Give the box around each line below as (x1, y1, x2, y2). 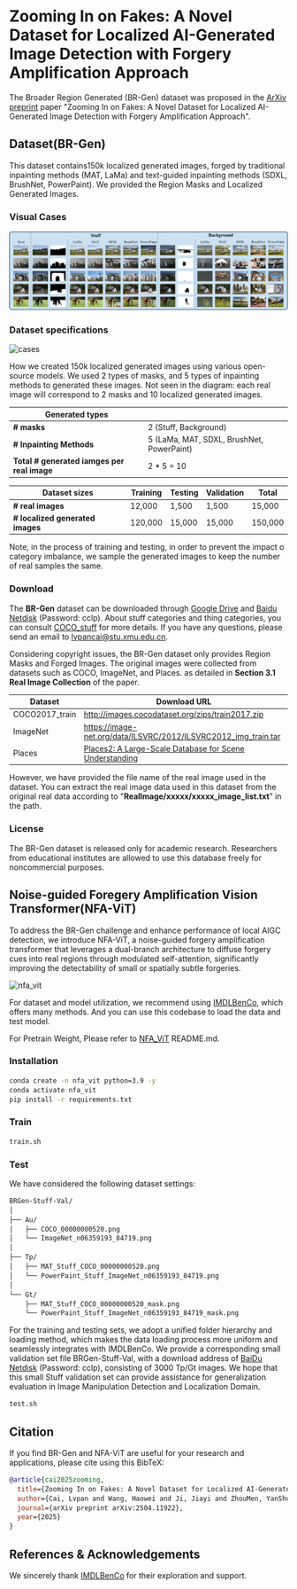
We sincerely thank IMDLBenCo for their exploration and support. (9, 1570, 247, 1581)
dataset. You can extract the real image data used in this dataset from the (9, 782, 277, 793)
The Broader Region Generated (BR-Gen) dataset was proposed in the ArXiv (9, 91, 287, 103)
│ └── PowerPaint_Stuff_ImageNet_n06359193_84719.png (9, 1271, 219, 1280)
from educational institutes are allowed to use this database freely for (9, 852, 263, 863)
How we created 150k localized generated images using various (9, 361, 242, 372)
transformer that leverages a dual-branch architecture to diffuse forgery (9, 943, 271, 954)
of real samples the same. (9, 560, 103, 571)
